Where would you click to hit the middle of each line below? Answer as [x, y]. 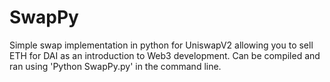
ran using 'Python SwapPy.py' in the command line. [115, 66]
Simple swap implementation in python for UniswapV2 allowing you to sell [161, 45]
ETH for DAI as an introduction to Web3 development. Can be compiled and [165, 55]
